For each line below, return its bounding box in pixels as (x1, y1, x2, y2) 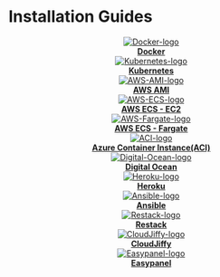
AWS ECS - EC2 (120, 103, 182, 114)
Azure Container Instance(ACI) (91, 142, 211, 153)
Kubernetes (129, 65, 174, 76)
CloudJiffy (130, 238, 172, 249)
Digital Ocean (125, 161, 177, 172)
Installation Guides (8, 6, 153, 27)
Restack (135, 219, 167, 230)
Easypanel (130, 257, 172, 268)
